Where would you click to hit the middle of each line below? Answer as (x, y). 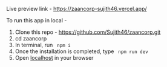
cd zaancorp (31, 38)
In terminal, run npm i (43, 45)
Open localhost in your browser (54, 58)
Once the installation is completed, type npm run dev (81, 51)
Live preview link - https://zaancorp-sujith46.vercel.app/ (77, 9)
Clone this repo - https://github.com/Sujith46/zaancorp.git (88, 32)
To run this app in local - (37, 20)
